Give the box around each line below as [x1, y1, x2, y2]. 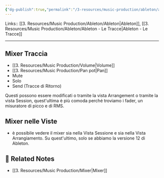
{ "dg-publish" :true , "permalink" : [5, 7, 73, 12]
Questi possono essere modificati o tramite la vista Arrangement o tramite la [5, 93, 159, 99]
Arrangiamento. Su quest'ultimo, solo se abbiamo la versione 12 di [12, 135, 145, 141]
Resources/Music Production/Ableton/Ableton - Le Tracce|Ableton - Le [5, 25, 148, 32]
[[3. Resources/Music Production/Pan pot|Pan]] [12, 68, 108, 74]
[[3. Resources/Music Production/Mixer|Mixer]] [12, 168, 107, 174]
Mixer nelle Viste [5, 117, 58, 125]
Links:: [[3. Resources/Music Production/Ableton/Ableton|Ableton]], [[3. [5, 20, 149, 26]
